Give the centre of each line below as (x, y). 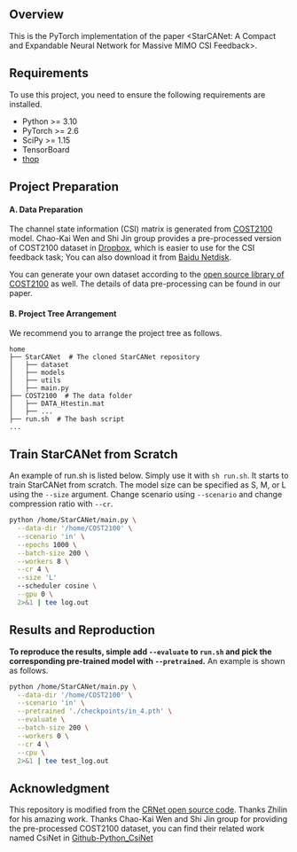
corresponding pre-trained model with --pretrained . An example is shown (147, 660)
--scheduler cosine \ (57, 586)
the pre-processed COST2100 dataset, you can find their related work (137, 829)
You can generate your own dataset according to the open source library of (147, 275)
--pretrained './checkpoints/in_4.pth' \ (95, 711)
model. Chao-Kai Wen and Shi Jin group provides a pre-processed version (145, 238)
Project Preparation (64, 187)
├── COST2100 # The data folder (71, 396)
